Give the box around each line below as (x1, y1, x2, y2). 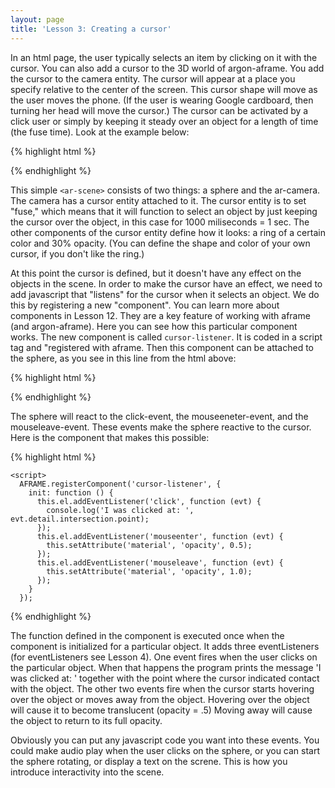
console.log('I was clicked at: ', (46, 505, 195, 515)
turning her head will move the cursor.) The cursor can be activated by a (10, 104, 309, 116)
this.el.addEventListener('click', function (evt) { (36, 496, 262, 506)
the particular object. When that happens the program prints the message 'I (10, 661, 322, 673)
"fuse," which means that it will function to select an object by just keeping (10, 205, 318, 217)
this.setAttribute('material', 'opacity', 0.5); (46, 540, 253, 550)
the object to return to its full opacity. (10, 714, 163, 726)
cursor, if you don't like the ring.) (10, 247, 145, 260)
